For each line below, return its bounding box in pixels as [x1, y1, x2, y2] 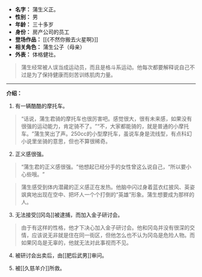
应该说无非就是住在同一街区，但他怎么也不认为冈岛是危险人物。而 [31, 231, 195, 239]
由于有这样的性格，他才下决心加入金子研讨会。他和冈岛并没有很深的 [20, 224, 190, 231]
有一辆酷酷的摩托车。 [14, 102, 68, 109]
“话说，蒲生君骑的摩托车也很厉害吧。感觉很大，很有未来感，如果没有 [20, 115, 192, 122]
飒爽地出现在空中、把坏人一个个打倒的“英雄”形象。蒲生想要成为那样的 [20, 191, 195, 198]
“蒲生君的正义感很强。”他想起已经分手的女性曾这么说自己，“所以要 [20, 163, 186, 170]
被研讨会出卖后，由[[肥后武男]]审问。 [14, 252, 108, 259]
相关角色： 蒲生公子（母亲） [14, 43, 85, 50]
